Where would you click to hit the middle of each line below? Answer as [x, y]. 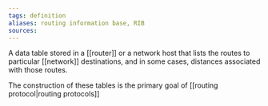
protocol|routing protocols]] [54, 94]
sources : [23, 30]
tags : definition [37, 16]
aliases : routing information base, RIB [77, 23]
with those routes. [38, 70]
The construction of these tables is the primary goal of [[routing [113, 85]
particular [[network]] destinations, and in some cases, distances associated [134, 61]
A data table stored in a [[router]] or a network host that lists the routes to [129, 53]
